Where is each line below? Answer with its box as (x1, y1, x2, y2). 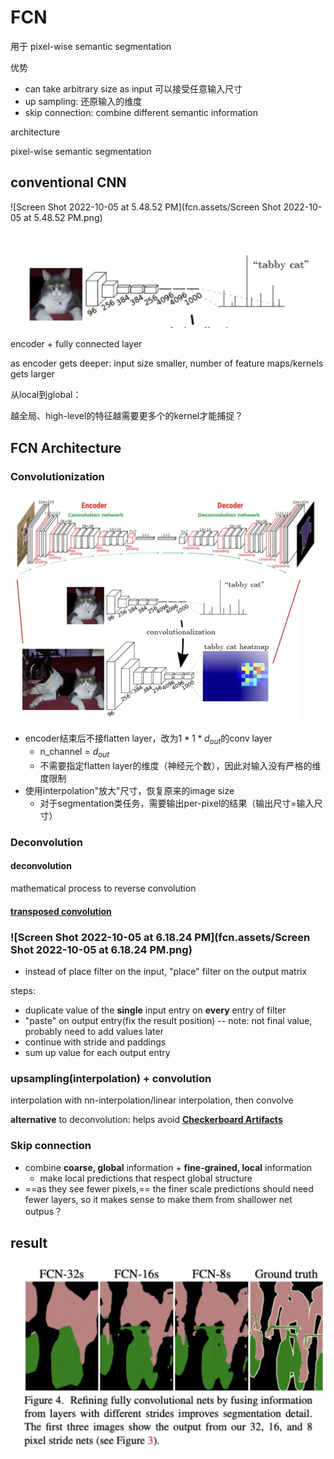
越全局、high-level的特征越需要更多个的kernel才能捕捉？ (10, 410, 244, 422)
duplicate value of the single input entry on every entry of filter (24, 1004, 287, 1016)
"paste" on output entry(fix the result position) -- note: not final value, (24, 1014, 313, 1026)
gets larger (10, 368, 55, 380)
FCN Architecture (10, 439, 122, 456)
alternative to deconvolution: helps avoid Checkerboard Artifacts (10, 1114, 283, 1126)
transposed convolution (10, 905, 112, 917)
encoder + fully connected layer (10, 338, 143, 350)
